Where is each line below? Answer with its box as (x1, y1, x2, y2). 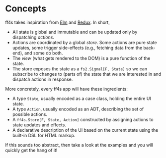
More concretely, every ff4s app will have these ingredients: (5, 86, 128, 92)
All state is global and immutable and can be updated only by (12, 29, 138, 35)
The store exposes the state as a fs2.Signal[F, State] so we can (12, 65, 148, 72)
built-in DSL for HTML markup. (12, 132, 76, 138)
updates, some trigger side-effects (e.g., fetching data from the (12, 45, 143, 51)
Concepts (5, 3, 46, 14)
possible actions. (12, 111, 47, 117)
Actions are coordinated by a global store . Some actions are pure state (12, 39, 158, 45)
